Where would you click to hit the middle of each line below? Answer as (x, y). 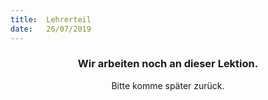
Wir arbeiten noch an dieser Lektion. (168, 64)
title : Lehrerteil (51, 19)
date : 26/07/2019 (51, 29)
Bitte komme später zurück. (168, 85)
